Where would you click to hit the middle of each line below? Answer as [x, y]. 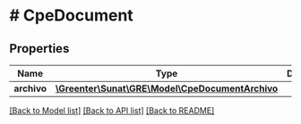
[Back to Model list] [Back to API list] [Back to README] [112, 111]
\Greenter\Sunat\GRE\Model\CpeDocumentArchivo [167, 88]
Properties [39, 49]
